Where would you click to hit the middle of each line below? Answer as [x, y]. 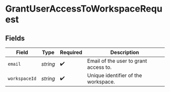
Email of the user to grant [117, 61]
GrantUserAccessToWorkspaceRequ [84, 9]
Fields [15, 38]
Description [125, 52]
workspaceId [22, 79]
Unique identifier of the [115, 75]
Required [71, 52]
